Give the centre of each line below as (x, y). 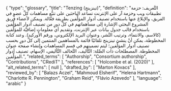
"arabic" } (16, 83)
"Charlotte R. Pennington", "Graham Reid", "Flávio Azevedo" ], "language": (84, 78)
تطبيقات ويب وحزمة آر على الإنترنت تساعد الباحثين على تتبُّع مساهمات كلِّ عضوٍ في (84, 13)
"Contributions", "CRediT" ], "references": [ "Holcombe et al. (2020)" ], (80, 62)
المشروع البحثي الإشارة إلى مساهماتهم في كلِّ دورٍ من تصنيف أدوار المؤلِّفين (77, 24)
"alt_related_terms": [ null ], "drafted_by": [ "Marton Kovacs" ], (71, 67)
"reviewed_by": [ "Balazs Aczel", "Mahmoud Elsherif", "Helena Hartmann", (83, 73)
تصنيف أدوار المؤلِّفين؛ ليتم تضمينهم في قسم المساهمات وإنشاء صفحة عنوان (78, 45)
